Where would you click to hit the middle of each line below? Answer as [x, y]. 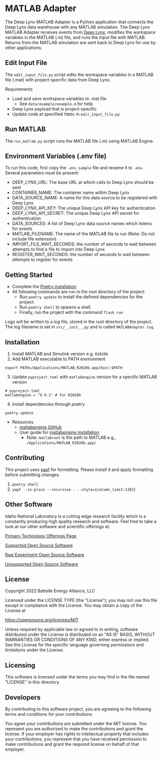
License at [15, 611]
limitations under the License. [34, 650]
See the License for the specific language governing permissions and [74, 645]
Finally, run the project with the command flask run [71, 312]
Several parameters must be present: [42, 173]
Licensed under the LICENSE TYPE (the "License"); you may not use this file [81, 600]
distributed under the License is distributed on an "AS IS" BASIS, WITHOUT [80, 635]
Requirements [19, 89]
